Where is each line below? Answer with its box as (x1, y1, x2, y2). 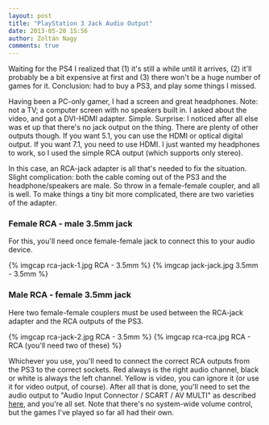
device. (8, 245, 33, 255)
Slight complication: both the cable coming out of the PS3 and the (8, 173, 227, 182)
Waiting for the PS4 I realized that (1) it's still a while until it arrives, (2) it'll (8, 64, 252, 73)
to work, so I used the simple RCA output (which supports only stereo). (8, 148, 243, 158)
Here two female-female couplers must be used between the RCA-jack (8, 307, 244, 317)
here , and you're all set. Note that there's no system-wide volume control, (8, 398, 254, 408)
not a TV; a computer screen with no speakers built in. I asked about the (8, 106, 247, 115)
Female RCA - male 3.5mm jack (8, 219, 133, 230)
